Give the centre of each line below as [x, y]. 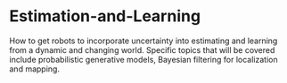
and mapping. [35, 69]
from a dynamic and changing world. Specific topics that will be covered [142, 49]
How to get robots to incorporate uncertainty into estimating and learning [143, 41]
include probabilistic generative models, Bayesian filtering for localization [143, 59]
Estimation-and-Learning [105, 16]
